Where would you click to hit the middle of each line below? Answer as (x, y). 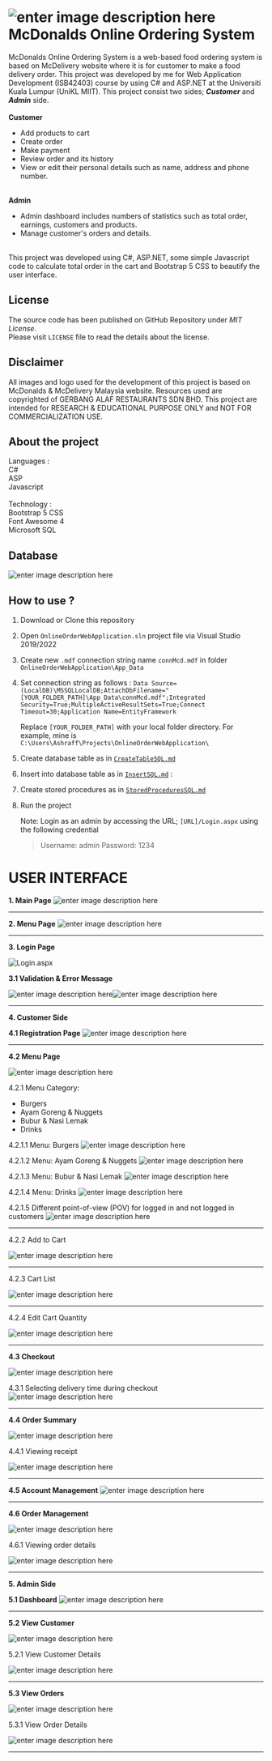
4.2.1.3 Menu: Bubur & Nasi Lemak (66, 1176)
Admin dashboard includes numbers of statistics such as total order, (134, 215)
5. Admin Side (32, 1584)
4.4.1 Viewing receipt (43, 1451)
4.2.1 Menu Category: (44, 1087)
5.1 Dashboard (33, 1599)
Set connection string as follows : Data (84, 683)
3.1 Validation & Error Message (61, 978)
